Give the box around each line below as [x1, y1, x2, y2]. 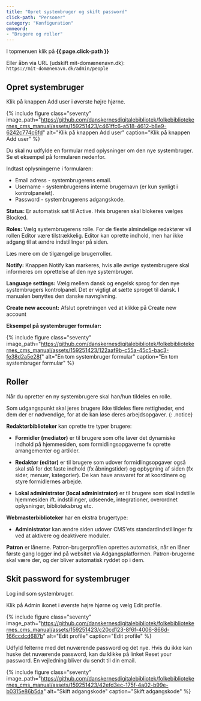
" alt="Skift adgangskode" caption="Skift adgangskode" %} [43, 687, 191, 695]
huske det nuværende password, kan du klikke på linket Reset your [6, 650, 172, 658]
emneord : [6, 25, 28, 32]
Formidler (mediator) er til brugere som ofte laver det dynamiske [14, 434, 176, 441]
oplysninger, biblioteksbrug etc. [14, 502, 94, 509]
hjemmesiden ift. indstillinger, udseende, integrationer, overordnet [14, 496, 178, 503]
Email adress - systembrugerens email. [14, 176, 112, 184]
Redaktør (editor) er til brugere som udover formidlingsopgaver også [14, 459, 186, 466]
